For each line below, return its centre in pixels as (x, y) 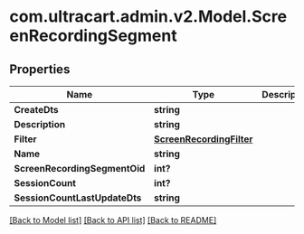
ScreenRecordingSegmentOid (80, 168)
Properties (40, 69)
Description (40, 124)
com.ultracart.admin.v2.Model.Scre (148, 17)
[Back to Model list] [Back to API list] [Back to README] (113, 220)
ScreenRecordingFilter (203, 139)
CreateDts (36, 110)
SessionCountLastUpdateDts (78, 198)
